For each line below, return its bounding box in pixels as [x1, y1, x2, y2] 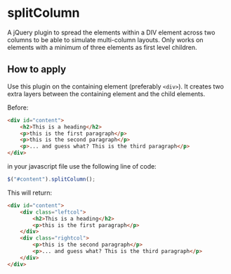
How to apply [7, 63, 67, 75]
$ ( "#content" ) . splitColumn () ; [7, 176, 96, 183]
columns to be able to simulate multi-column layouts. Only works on [7, 35, 204, 44]
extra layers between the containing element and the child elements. [7, 89, 206, 98]
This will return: [7, 188, 53, 197]
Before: [7, 103, 29, 112]
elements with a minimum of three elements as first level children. [7, 43, 197, 51]
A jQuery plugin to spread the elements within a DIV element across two [7, 28, 216, 37]
